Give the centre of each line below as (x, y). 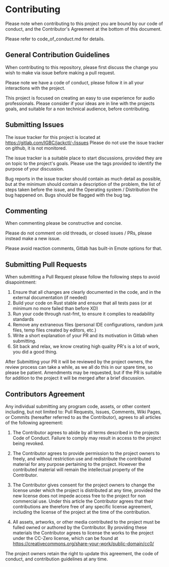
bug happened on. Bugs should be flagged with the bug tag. (68, 195)
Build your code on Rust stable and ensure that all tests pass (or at (82, 303)
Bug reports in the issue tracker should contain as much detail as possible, (83, 179)
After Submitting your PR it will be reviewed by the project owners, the (79, 362)
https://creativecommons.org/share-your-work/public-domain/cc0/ (83, 544)
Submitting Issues (35, 125)
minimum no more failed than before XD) (55, 309)
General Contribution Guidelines (58, 55)
